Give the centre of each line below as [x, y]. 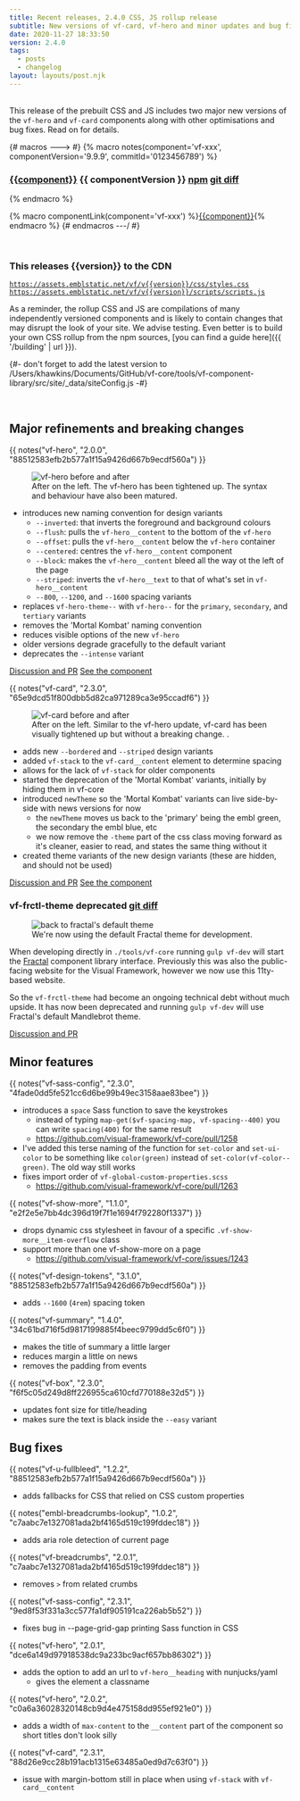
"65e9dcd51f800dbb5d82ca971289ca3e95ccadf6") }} [109, 698]
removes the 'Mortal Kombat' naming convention [112, 625]
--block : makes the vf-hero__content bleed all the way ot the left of [159, 561]
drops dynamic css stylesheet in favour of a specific [118, 1230]
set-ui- [266, 1149]
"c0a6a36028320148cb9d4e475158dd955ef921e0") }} [111, 1709]
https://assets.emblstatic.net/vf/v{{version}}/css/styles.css [129, 285]
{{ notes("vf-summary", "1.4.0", [67, 1320]
